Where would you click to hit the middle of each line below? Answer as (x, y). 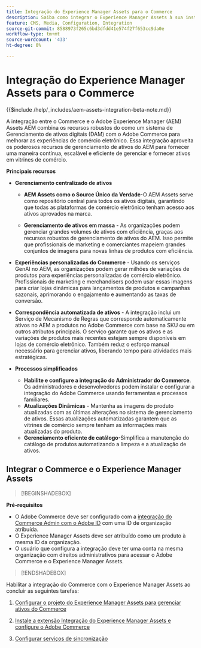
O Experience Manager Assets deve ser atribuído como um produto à (100, 536)
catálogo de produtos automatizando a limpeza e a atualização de (105, 444)
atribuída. (27, 529)
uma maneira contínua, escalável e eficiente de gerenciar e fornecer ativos (98, 153)
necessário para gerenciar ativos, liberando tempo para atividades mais (103, 350)
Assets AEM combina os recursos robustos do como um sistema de (90, 127)
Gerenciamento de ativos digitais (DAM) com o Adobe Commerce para (93, 134)
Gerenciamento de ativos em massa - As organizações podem (102, 225)
